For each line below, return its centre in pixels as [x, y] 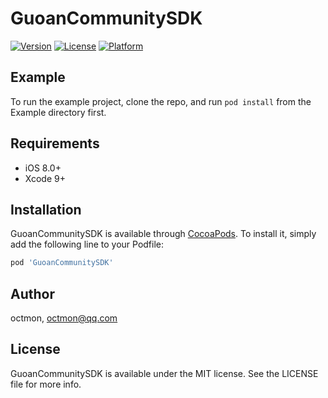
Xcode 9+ [45, 178]
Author [32, 293]
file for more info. [46, 384]
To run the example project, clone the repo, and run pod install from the [161, 101]
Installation [46, 209]
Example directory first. [58, 112]
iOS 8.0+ [43, 168]
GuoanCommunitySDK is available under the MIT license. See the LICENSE [164, 373]
